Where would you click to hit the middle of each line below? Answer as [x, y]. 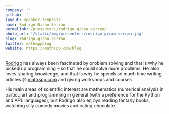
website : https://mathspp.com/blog [43, 48]
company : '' [18, 10]
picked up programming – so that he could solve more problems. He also [82, 68]
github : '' [17, 15]
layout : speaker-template [33, 20]
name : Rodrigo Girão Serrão [35, 24]
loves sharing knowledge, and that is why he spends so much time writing [83, 74]
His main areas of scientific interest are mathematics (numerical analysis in [85, 89]
